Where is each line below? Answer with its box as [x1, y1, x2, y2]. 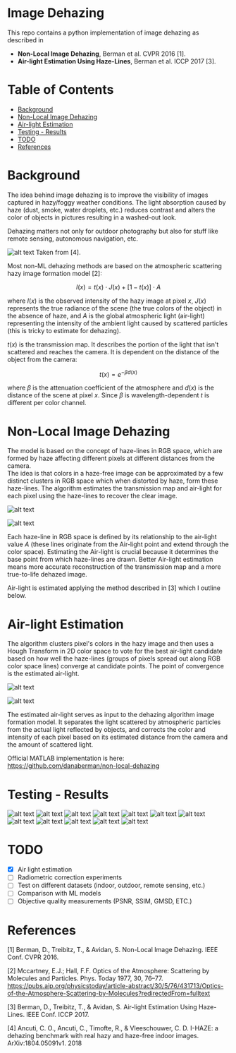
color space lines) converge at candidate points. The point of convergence [7, 662, 224, 670]
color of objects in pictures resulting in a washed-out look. [7, 213, 178, 222]
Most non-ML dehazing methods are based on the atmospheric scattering [7, 261, 222, 270]
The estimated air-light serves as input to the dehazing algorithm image [7, 711, 215, 719]
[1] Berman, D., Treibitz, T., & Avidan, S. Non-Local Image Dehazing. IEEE [7, 946, 218, 954]
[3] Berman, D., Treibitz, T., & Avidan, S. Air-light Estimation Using [7, 1003, 197, 1011]
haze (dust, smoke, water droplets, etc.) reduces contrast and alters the [7, 205, 216, 214]
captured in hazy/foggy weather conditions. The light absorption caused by [7, 198, 227, 206]
